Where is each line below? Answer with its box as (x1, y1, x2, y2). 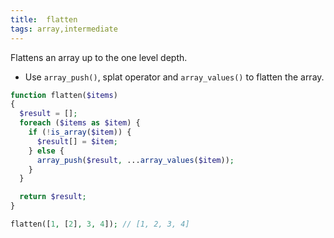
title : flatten (10, 14, 78, 25)
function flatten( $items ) (10, 90, 118, 100)
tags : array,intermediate (10, 24, 118, 34)
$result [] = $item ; (36, 136, 118, 146)
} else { (28, 146, 65, 156)
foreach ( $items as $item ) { (19, 118, 141, 128)
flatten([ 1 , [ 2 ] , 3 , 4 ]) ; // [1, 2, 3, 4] (10, 219, 190, 229)
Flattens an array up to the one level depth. (10, 51, 188, 63)
